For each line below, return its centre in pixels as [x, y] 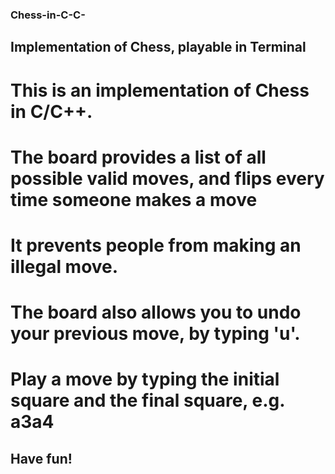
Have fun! [41, 458]
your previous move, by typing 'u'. [155, 334]
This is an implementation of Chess [160, 90]
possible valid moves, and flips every [167, 178]
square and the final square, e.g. [147, 400]
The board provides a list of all [138, 157]
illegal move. [64, 266]
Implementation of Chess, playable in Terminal [158, 47]
